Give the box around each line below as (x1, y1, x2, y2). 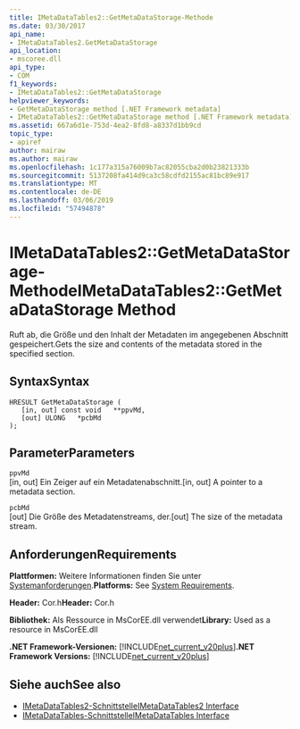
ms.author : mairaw (9, 154, 78, 163)
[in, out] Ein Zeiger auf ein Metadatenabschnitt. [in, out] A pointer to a (9, 477, 263, 488)
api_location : (9, 46, 62, 55)
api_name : (9, 29, 46, 38)
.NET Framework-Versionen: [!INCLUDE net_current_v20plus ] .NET (9, 641, 254, 652)
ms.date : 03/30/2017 (9, 21, 87, 30)
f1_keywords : (9, 80, 58, 88)
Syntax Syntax (9, 374, 90, 390)
